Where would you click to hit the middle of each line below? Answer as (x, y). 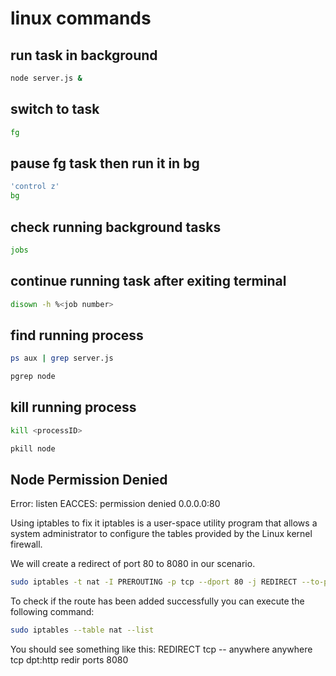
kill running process (73, 407)
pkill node (33, 448)
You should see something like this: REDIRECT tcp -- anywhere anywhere (161, 649)
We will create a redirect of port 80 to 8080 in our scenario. (133, 564)
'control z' (35, 187)
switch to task (55, 109)
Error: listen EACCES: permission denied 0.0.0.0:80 (115, 504)
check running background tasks (116, 227)
